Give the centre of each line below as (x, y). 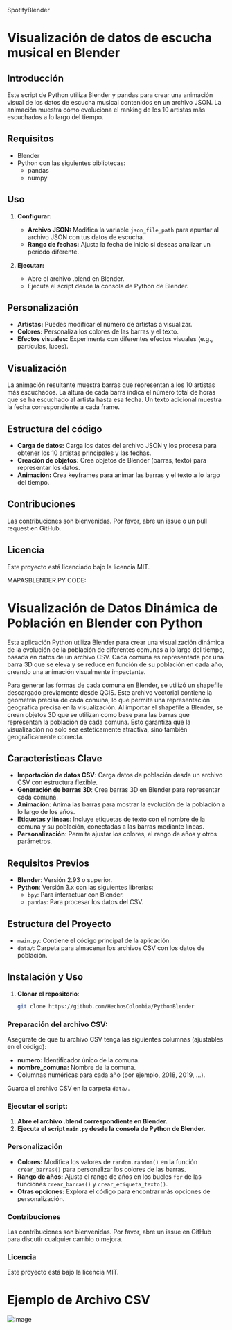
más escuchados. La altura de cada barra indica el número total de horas (111, 392)
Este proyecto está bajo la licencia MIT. (63, 1272)
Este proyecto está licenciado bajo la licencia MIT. (79, 567)
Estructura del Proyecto (60, 924)
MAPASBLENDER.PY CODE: (47, 580)
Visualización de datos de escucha (110, 38)
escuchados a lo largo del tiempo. (55, 117)
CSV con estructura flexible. (57, 782)
